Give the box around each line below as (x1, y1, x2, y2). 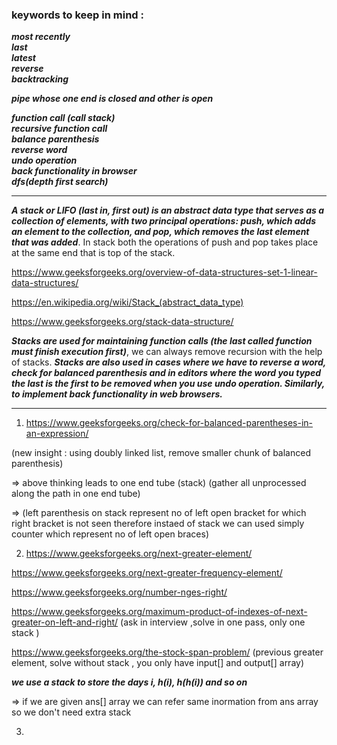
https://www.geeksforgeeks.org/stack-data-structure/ (11, 316, 234, 328)
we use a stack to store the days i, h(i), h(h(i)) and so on (11, 676, 248, 688)
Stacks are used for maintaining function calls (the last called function (11, 335, 313, 347)
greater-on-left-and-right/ (11, 616, 119, 628)
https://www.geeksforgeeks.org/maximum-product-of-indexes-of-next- (11, 606, 308, 618)
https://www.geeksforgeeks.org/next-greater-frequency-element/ (11, 567, 283, 579)
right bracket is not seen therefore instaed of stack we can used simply (11, 518, 305, 530)
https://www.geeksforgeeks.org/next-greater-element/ (25, 548, 253, 560)
